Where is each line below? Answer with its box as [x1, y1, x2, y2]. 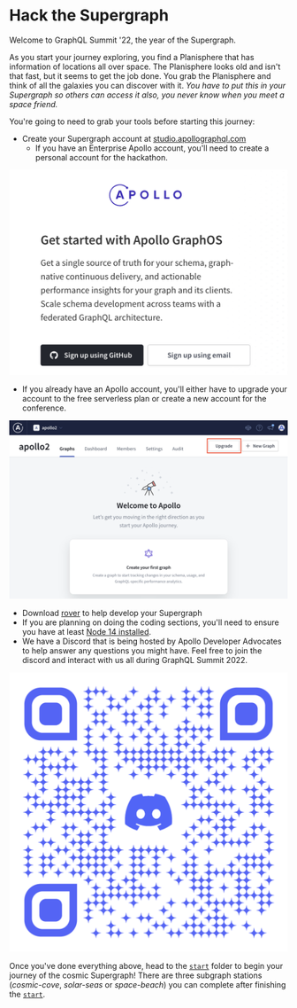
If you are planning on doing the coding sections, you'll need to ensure [21, 617, 280, 628]
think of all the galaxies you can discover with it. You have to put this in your [9, 80, 286, 90]
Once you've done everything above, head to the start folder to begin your [9, 961, 284, 972]
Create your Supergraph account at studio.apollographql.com [21, 133, 247, 144]
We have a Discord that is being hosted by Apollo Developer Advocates [21, 636, 282, 647]
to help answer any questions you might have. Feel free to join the [21, 645, 263, 656]
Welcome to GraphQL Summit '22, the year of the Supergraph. [9, 35, 237, 45]
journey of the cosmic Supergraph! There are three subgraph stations [9, 970, 263, 981]
